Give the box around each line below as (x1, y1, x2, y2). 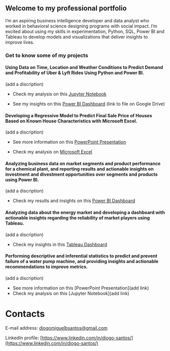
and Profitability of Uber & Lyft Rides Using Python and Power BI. (5, 70, 145, 76)
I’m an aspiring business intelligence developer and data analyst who (5, 17, 150, 23)
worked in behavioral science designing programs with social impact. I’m (5, 23, 157, 29)
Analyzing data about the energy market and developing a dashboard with (5, 209, 165, 215)
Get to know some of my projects (5, 52, 88, 59)
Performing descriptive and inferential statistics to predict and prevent (5, 253, 157, 259)
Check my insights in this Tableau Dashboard (12, 241, 108, 247)
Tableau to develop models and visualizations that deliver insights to (5, 34, 148, 40)
